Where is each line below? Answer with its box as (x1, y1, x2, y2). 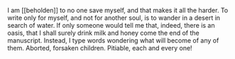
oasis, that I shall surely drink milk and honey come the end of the (7, 28, 200, 37)
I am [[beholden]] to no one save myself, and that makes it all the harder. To (7, 6, 229, 14)
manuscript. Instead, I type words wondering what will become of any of (7, 36, 219, 45)
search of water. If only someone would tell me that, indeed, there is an (7, 21, 215, 29)
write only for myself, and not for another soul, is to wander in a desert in (7, 14, 221, 22)
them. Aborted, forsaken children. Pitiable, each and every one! (7, 44, 193, 52)
